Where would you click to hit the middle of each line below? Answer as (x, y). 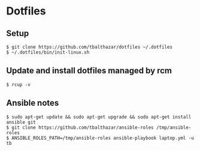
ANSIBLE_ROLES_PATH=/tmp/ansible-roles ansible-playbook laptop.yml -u (103, 138)
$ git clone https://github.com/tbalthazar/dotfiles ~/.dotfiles (89, 47)
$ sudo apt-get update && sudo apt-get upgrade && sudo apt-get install (99, 117)
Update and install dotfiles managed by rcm (89, 71)
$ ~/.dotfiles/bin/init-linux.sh (48, 52)
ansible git (21, 122)
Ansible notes (33, 103)
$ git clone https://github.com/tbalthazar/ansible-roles (80, 128)
